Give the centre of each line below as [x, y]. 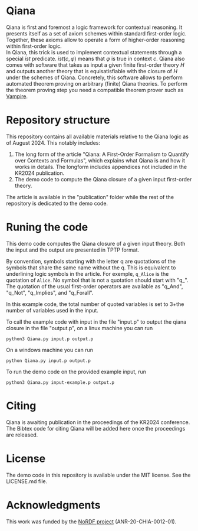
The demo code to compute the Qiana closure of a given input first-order [103, 179]
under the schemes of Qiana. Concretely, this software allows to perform [94, 77]
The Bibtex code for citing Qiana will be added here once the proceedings [96, 428]
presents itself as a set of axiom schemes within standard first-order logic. [96, 33]
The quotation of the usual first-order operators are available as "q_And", [95, 286]
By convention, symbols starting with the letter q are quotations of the [91, 261]
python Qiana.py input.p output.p [49, 361]
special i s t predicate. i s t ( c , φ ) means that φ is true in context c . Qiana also [95, 58]
